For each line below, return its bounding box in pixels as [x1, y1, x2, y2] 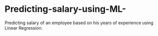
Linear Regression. [4, 25, 43, 31]
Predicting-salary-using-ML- [4, 3, 126, 15]
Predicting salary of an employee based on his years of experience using [4, 20, 154, 26]
